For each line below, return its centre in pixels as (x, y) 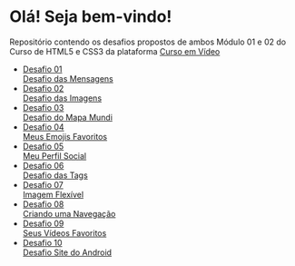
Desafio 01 (42, 69)
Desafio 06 (43, 165)
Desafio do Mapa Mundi (68, 117)
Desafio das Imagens (62, 98)
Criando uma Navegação (69, 213)
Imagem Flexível (53, 194)
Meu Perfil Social (54, 155)
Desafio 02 (43, 88)
